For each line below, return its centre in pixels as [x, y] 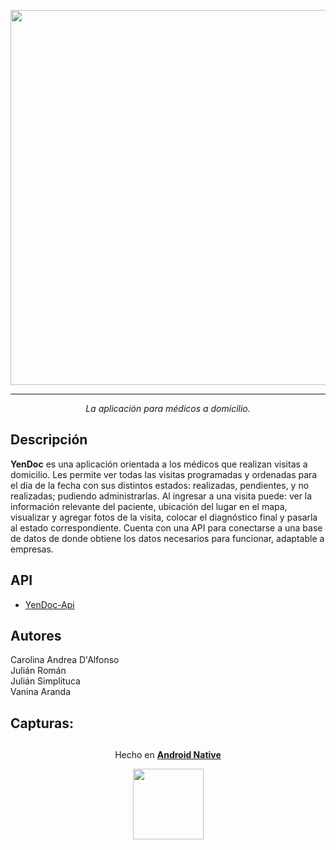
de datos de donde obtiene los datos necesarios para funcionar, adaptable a [167, 538]
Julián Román [38, 671]
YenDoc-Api [49, 604]
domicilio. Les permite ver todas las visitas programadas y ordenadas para [164, 474]
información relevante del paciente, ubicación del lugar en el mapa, [149, 506]
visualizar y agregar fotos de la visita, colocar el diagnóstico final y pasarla [164, 517]
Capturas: [42, 723]
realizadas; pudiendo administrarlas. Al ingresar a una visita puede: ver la [161, 496]
